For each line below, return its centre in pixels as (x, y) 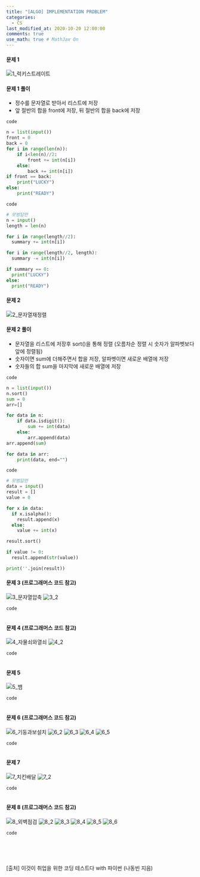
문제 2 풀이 (19, 329)
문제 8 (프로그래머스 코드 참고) (41, 807)
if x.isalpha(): (32, 514)
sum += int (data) (49, 427)
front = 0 (19, 138)
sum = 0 (16, 399)
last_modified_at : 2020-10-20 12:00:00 (56, 28)
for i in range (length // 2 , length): (52, 253)
